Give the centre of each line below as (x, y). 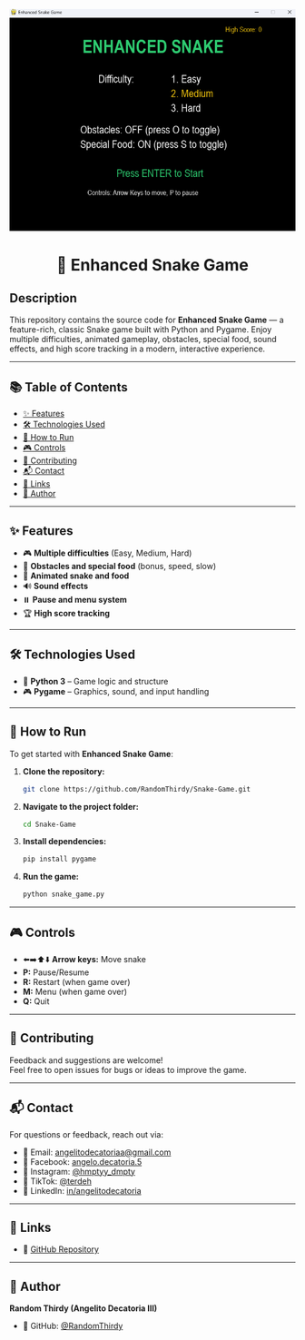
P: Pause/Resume (56, 972)
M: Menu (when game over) (75, 991)
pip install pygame (59, 859)
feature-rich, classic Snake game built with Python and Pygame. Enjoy (141, 330)
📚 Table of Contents (69, 387)
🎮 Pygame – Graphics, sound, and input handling (116, 691)
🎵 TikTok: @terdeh (57, 1181)
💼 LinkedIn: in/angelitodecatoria (82, 1190)
